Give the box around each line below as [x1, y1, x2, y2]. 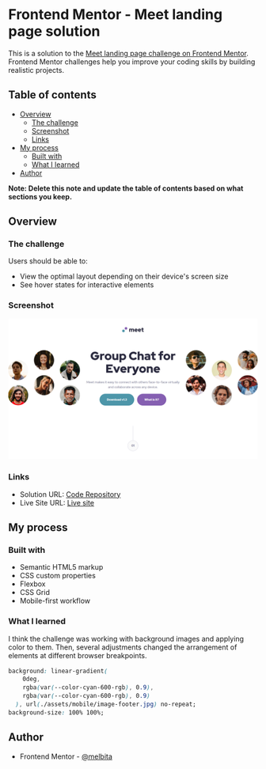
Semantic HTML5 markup [19, 563, 104, 572]
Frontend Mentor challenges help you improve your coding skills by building [8, 57, 256, 66]
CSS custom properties [19, 571, 97, 581]
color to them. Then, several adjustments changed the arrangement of [8, 642, 237, 652]
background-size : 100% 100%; [8, 708, 104, 717]
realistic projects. [8, 65, 65, 74]
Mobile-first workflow [19, 596, 91, 606]
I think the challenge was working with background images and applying [8, 634, 244, 643]
